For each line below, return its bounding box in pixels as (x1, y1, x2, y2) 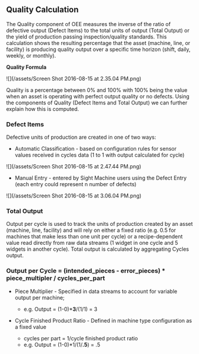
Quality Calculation (6, 5, 79, 15)
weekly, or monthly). (6, 52, 56, 59)
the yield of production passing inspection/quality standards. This (6, 33, 168, 40)
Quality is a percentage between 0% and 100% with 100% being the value (6, 86, 188, 94)
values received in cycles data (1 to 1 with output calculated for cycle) (14, 151, 185, 159)
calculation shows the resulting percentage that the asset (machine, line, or (6, 39, 191, 46)
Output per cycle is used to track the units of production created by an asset (6, 221, 193, 228)
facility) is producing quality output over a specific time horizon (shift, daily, (6, 46, 191, 53)
